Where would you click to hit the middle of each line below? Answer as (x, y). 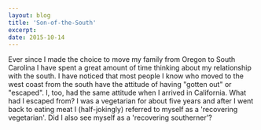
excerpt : (22, 30)
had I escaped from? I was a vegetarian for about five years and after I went (131, 101)
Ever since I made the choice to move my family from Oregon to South (122, 60)
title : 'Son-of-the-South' (52, 23)
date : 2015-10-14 (37, 37)
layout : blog (29, 15)
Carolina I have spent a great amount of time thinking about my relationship (130, 68)
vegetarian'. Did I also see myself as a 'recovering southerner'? (110, 117)
